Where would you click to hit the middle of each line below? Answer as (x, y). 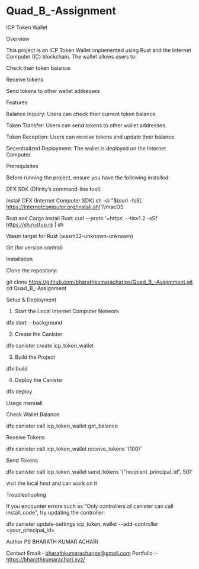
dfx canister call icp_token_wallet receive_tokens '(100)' (74, 449)
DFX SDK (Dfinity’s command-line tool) (54, 189)
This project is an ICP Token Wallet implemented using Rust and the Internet (99, 50)
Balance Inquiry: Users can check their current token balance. (82, 114)
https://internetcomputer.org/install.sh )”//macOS (65, 207)
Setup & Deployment (31, 300)
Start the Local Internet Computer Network (67, 311)
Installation (20, 259)
